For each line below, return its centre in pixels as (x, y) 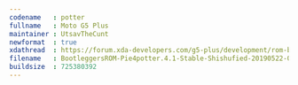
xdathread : (33, 50)
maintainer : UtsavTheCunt (59, 34)
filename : (33, 58)
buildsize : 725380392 (53, 67)
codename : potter (47, 17)
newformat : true (43, 42)
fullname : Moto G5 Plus (59, 26)
